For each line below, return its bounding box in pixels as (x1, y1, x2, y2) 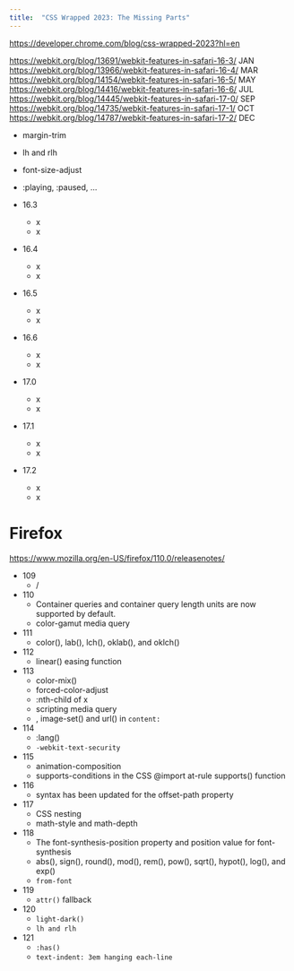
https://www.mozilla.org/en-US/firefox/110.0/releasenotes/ (9, 552, 226, 563)
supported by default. (35, 608, 117, 619)
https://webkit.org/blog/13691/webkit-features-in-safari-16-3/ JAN (9, 55, 255, 65)
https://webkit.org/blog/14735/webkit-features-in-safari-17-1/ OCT (9, 102, 255, 113)
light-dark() (35, 915, 85, 923)
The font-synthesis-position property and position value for (35, 837, 255, 847)
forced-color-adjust (35, 684, 109, 695)
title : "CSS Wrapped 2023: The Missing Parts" (9, 13, 191, 22)
